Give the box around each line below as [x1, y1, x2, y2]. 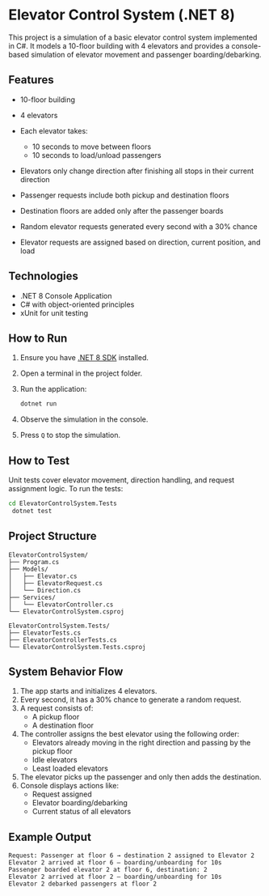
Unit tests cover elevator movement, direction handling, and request [8, 475, 235, 485]
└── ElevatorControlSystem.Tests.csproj [8, 643, 147, 651]
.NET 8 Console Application [19, 291, 112, 300]
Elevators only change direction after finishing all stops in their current [19, 166, 254, 176]
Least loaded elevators [32, 763, 109, 774]
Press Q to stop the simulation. [19, 431, 121, 440]
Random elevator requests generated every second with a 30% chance [19, 221, 258, 231]
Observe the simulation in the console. [19, 414, 149, 424]
